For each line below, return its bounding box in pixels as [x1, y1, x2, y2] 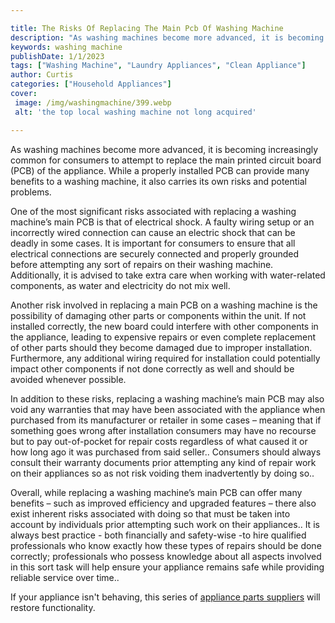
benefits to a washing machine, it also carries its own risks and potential [10, 175, 307, 187]
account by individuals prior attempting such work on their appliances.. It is [10, 518, 320, 530]
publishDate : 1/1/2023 [10, 51, 105, 61]
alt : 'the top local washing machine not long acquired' [14, 107, 257, 117]
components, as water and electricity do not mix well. [10, 279, 231, 291]
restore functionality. [10, 601, 96, 613]
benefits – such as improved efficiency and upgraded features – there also [10, 497, 317, 509]
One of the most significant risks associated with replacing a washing [10, 205, 297, 217]
